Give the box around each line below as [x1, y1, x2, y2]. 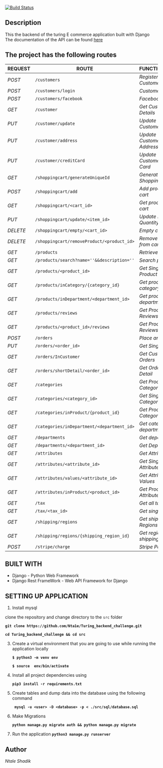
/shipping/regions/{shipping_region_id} [35, 533, 130, 539]
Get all [139, 499, 154, 506]
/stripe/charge [35, 544, 70, 549]
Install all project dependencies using [12, 672, 87, 678]
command [12, 695, 33, 701]
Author [5, 745, 27, 753]
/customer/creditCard [35, 158, 85, 163]
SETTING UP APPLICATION [5, 592, 88, 600]
